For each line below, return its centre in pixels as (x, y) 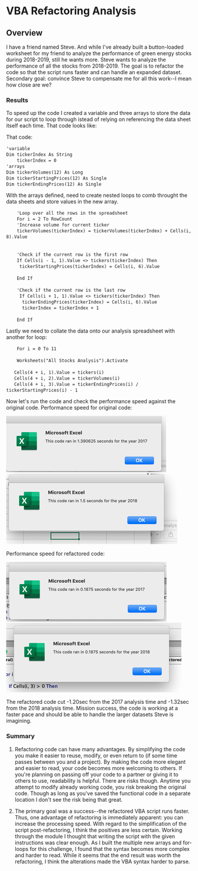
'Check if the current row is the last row (71, 291)
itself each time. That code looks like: (51, 126)
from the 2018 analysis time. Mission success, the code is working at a (92, 708)
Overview (25, 33)
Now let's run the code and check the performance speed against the (91, 401)
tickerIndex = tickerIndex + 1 (60, 308)
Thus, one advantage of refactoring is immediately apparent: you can (99, 817)
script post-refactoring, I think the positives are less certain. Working (98, 830)
